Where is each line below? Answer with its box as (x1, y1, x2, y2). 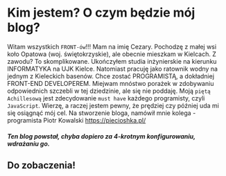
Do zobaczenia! (7, 159, 76, 171)
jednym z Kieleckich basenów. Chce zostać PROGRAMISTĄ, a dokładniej (7, 71, 215, 80)
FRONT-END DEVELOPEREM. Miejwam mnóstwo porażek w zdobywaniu (7, 79, 214, 87)
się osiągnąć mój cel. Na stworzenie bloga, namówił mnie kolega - (7, 109, 196, 117)
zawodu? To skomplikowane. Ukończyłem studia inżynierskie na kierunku (7, 57, 217, 65)
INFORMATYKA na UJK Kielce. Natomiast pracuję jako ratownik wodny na (7, 64, 218, 73)
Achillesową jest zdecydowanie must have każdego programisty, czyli (7, 94, 205, 102)
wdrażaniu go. (7, 139, 50, 148)
